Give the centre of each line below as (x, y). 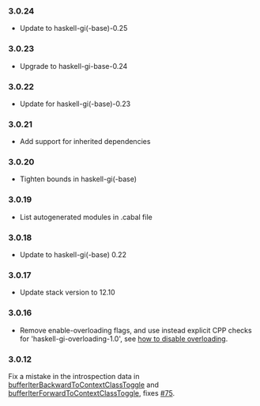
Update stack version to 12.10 (68, 292)
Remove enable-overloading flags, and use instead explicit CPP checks (136, 330)
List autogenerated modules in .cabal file (86, 217)
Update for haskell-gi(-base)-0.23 (75, 104)
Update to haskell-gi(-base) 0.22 (73, 255)
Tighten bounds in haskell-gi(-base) (78, 179)
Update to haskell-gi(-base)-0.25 (73, 28)
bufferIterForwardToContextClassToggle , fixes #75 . (92, 393)
